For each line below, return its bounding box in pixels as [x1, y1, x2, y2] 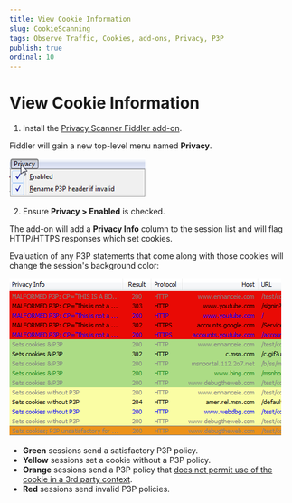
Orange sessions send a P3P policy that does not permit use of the [22, 464, 273, 475]
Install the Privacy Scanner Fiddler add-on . [22, 123, 183, 134]
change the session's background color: [9, 261, 160, 271]
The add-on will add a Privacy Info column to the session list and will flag [9, 223, 283, 234]
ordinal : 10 [9, 52, 54, 62]
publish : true [9, 43, 63, 52]
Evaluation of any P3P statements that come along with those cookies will [9, 251, 284, 261]
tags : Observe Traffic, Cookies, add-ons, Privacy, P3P [9, 33, 224, 43]
